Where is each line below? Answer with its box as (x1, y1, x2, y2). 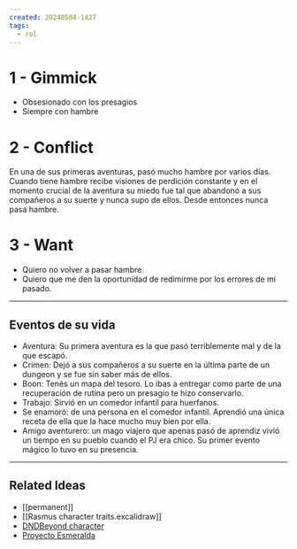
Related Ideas (9, 478, 86, 493)
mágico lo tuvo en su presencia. (21, 445, 139, 454)
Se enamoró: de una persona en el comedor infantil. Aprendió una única (21, 406, 285, 417)
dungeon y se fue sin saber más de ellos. (21, 369, 172, 379)
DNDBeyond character (21, 520, 104, 531)
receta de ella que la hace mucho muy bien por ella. (21, 416, 211, 426)
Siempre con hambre (21, 106, 99, 117)
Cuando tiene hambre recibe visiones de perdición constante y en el (9, 176, 258, 187)
